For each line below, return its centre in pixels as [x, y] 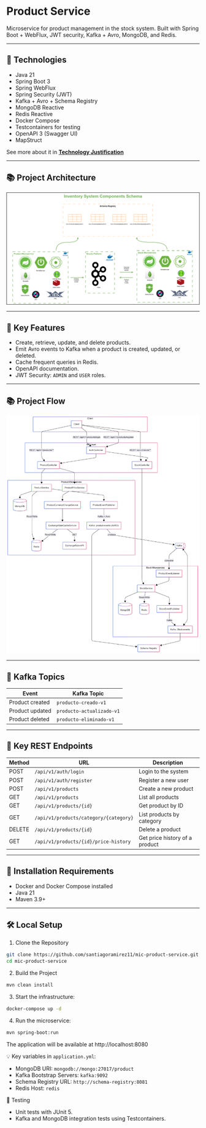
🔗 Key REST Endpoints [50, 746]
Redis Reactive [34, 114]
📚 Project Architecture [51, 178]
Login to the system [164, 772]
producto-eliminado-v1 [86, 720]
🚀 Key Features [36, 328]
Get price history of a [165, 838]
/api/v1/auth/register [64, 781]
